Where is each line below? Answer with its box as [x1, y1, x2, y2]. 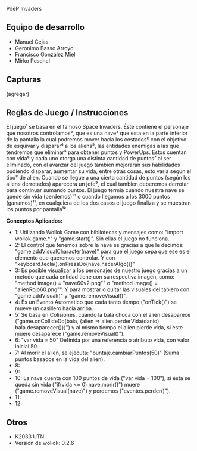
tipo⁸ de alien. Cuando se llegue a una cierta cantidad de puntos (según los [6, 174, 191, 181]
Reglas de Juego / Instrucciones [6, 107, 129, 118]
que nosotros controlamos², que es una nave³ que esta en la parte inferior [6, 129, 188, 137]
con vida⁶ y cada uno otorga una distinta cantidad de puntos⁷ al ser [6, 155, 171, 162]
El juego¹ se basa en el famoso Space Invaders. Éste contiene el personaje [6, 123, 189, 131]
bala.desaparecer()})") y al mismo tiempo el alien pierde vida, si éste [14, 324, 183, 331]
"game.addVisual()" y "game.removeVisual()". [14, 292, 127, 299]
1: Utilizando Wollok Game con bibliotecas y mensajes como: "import [14, 229, 183, 236]
